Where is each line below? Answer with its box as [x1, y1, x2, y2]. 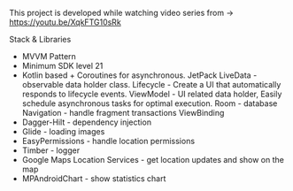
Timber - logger [21, 145, 81, 156]
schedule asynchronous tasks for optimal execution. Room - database [21, 98, 278, 109]
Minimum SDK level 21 [21, 61, 104, 71]
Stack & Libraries [9, 34, 72, 44]
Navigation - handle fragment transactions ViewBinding [21, 108, 225, 118]
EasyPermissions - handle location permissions [21, 136, 196, 146]
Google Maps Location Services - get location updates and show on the [21, 155, 285, 164]
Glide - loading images [21, 126, 105, 136]
